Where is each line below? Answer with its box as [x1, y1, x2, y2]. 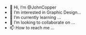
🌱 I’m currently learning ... [9, 15, 61, 20]
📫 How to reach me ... [9, 25, 55, 30]
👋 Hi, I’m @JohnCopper [9, 5, 57, 10]
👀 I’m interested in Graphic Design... [9, 9, 81, 15]
